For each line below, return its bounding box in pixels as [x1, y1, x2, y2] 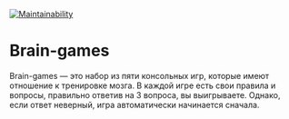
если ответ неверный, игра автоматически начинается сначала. [9, 99, 260, 110]
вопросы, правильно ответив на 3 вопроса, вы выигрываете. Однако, [9, 89, 281, 100]
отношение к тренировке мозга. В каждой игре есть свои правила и [9, 80, 276, 91]
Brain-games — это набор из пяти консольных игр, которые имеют [9, 70, 270, 81]
